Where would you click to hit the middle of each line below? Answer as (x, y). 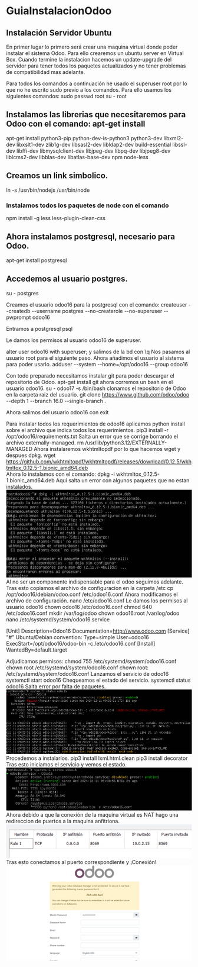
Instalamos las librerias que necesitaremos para (96, 115)
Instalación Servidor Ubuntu (59, 33)
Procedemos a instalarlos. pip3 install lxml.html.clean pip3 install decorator (97, 758)
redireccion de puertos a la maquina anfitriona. (63, 821)
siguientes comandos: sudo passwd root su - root (66, 96)
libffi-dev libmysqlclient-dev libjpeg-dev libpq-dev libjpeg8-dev (94, 151)
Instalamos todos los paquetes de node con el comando (88, 205)
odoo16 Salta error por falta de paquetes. (56, 686)
